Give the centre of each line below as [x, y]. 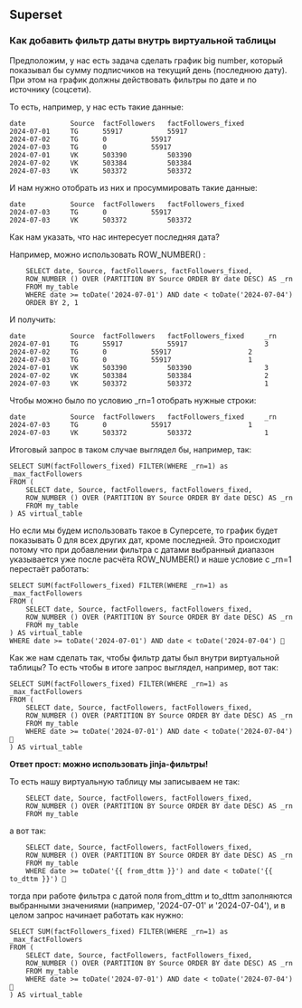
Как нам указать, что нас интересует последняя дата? [114, 237]
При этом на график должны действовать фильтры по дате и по [133, 80]
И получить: [33, 319]
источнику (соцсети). [51, 89]
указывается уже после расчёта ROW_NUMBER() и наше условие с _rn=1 [151, 559]
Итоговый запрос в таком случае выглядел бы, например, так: [131, 449]
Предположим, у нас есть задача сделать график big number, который [146, 60]
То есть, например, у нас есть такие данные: [96, 107]
